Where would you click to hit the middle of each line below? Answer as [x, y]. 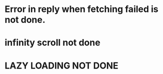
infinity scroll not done [52, 43]
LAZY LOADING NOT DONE [61, 65]
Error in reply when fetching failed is [81, 9]
